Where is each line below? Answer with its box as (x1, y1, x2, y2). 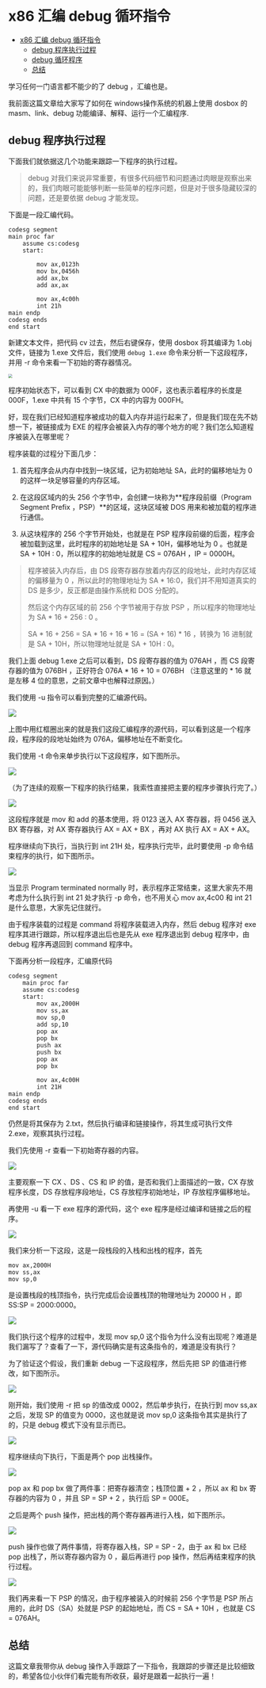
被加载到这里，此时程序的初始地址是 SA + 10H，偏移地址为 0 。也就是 (19, 538, 248, 548)
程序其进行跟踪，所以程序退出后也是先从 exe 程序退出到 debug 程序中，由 (8, 929, 250, 939)
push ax (36, 1041, 62, 1049)
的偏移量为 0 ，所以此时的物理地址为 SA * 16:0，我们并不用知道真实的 (27, 576, 257, 585)
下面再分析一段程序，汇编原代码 (8, 956, 112, 966)
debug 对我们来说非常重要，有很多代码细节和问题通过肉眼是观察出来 (27, 173, 252, 182)
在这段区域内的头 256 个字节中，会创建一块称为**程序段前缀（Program (19, 492, 252, 502)
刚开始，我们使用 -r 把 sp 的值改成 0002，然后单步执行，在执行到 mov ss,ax (8, 1400, 257, 1410)
